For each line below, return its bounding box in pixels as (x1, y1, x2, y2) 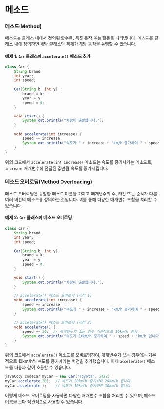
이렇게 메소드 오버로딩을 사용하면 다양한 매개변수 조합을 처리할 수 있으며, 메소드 (5, 392, 156, 398)
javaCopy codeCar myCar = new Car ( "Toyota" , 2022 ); (5, 374, 112, 379)
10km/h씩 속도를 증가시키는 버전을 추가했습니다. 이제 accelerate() (18, 358, 146, 364)
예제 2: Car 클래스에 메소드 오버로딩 (5, 215, 72, 221)
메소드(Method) (5, 23, 42, 30)
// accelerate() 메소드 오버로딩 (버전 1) (14, 293, 92, 298)
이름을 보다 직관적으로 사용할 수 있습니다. (5, 398, 83, 405)
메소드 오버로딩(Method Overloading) (5, 178, 93, 185)
